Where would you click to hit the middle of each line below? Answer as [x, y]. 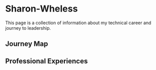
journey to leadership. [28, 28]
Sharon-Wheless [42, 9]
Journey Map [27, 44]
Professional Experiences [47, 61]
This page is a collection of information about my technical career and [78, 23]
